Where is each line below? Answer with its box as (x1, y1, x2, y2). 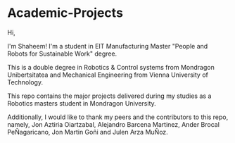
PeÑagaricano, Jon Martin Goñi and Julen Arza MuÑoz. (7, 128, 169, 136)
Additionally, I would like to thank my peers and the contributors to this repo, (7, 113, 229, 121)
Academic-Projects (7, 5, 123, 21)
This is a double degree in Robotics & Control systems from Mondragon (7, 63, 215, 71)
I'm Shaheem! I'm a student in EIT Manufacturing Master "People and (7, 42, 208, 50)
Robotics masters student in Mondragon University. (7, 99, 156, 107)
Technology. (7, 77, 44, 86)
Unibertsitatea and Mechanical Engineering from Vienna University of (7, 70, 209, 79)
